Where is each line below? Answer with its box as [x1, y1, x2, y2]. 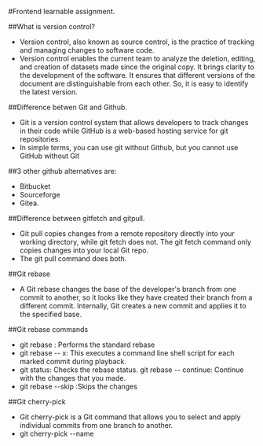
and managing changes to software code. [19, 46, 155, 54]
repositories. [19, 135, 60, 144]
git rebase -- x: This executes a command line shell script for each [19, 348, 235, 357]
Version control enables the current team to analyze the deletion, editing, [19, 54, 256, 63]
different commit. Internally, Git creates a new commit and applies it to [19, 301, 247, 310]
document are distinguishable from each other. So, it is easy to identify [19, 79, 249, 88]
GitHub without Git [19, 151, 80, 160]
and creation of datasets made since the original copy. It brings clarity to [19, 62, 255, 72]
